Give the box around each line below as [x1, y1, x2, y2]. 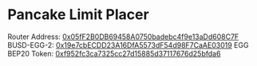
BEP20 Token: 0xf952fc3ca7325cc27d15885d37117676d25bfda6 [7, 49, 221, 58]
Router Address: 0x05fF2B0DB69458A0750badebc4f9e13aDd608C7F [7, 32, 239, 41]
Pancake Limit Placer [7, 6, 149, 24]
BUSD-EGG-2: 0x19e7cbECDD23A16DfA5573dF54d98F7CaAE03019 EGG [7, 40, 249, 49]
